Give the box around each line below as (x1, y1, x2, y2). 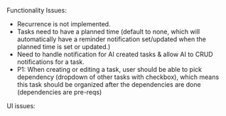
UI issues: (6, 102, 36, 110)
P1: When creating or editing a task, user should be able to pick (16, 65, 202, 73)
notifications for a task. (16, 58, 85, 66)
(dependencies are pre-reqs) (16, 88, 102, 96)
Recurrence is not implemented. (16, 20, 111, 28)
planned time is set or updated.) (16, 43, 111, 51)
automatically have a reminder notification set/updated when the (16, 35, 207, 43)
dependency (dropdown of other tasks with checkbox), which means (16, 73, 220, 81)
